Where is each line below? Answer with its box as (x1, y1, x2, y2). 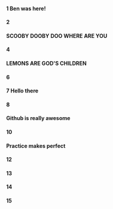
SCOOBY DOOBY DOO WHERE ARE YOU (6, 32, 108, 39)
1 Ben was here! (6, 5, 46, 12)
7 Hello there (6, 87, 39, 94)
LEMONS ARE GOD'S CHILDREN (6, 59, 87, 67)
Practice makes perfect (6, 142, 66, 150)
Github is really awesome (6, 115, 71, 122)
